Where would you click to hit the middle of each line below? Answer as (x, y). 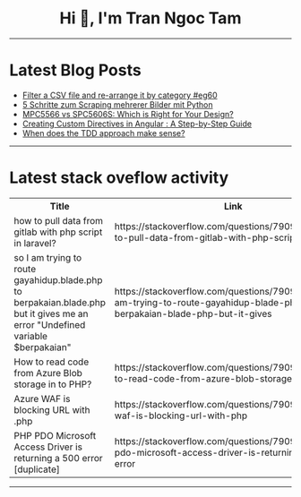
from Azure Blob (48, 373)
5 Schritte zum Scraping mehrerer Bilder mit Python (117, 104)
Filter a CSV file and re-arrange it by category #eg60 (120, 95)
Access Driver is (48, 447)
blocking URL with (52, 409)
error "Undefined (50, 324)
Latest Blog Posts (75, 70)
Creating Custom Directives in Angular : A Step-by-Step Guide (137, 124)
